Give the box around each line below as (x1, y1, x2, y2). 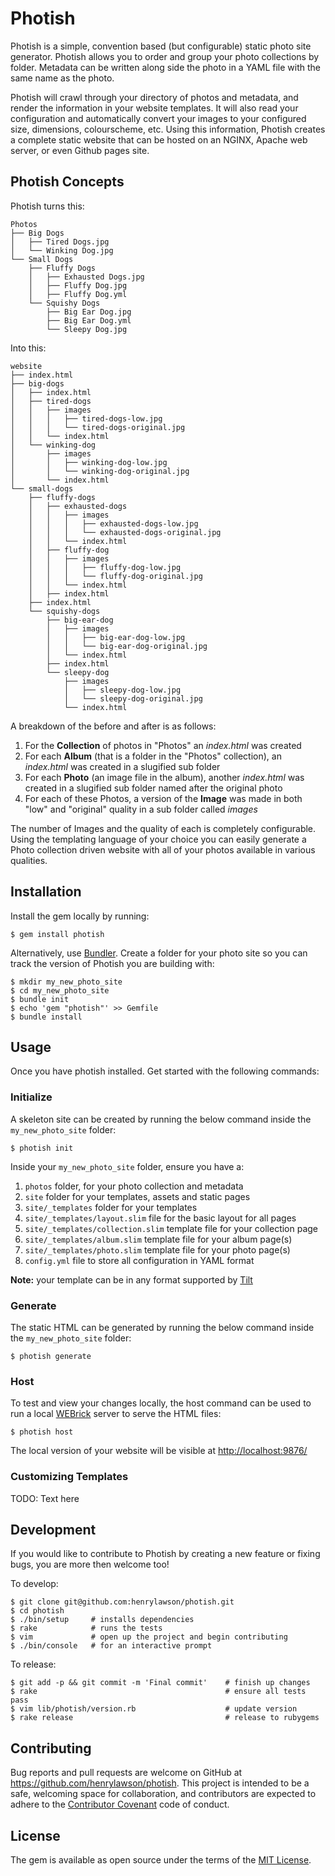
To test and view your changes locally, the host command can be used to (10, 1397, 312, 1409)
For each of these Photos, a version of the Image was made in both (24, 792, 303, 804)
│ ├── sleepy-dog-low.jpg (63, 685, 182, 695)
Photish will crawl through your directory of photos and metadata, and (10, 91, 299, 103)
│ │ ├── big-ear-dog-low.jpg (46, 632, 186, 642)
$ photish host (10, 1427, 74, 1437)
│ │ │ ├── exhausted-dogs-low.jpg (28, 518, 199, 529)
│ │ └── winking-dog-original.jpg (10, 466, 190, 476)
